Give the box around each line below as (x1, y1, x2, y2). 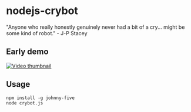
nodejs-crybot (6, 4, 78, 18)
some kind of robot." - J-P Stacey (6, 29, 88, 36)
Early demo (6, 47, 49, 57)
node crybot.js (6, 100, 43, 106)
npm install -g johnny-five (6, 95, 75, 101)
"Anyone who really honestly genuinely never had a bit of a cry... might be (6, 23, 185, 30)
